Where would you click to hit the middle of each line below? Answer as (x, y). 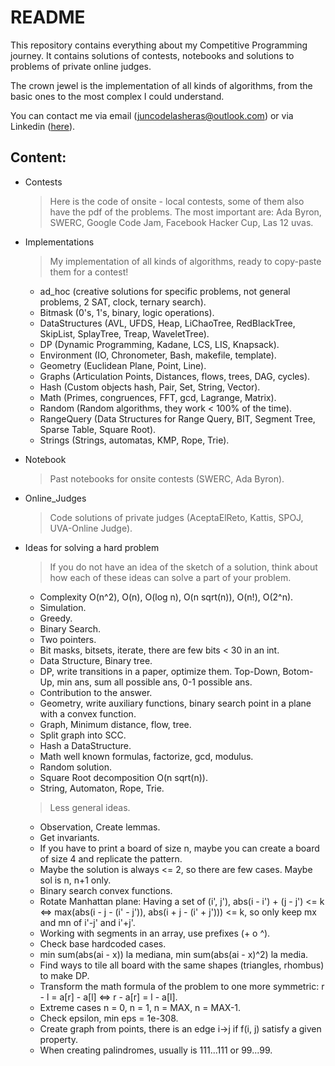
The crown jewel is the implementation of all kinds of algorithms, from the (161, 85)
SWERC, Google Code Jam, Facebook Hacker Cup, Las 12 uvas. (181, 222)
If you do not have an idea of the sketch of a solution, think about (183, 567)
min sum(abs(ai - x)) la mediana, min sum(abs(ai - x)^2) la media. (174, 954)
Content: (38, 157)
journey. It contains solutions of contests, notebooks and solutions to (152, 55)
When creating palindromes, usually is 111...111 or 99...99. (156, 1050)
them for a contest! (89, 272)
